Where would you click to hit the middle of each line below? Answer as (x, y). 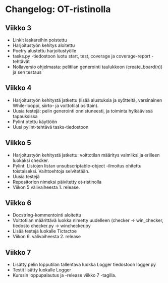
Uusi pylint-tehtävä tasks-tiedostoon (50, 127)
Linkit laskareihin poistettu (40, 40)
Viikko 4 (18, 88)
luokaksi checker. (31, 160)
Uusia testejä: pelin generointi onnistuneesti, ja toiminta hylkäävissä (82, 111)
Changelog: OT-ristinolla (58, 9)
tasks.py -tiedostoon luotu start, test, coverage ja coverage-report (81, 56)
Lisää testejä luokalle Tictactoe (45, 231)
